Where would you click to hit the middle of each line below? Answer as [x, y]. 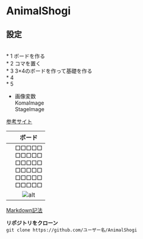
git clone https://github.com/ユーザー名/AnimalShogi [72, 230]
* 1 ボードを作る [26, 56]
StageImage [29, 109]
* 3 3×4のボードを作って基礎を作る [49, 71]
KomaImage [29, 103]
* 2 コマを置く [24, 63]
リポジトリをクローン [32, 223]
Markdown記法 [24, 210]
